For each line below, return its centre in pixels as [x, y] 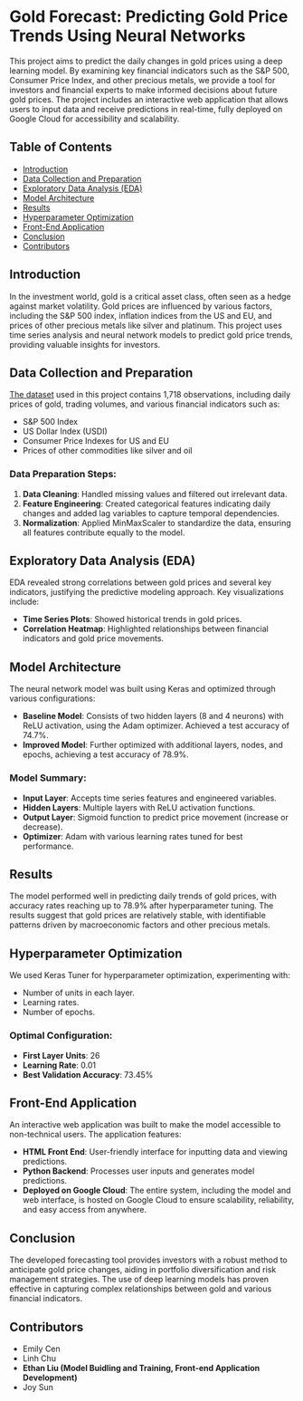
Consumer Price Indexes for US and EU [96, 441]
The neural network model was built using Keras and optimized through [142, 689]
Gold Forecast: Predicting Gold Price [149, 17]
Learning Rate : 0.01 [59, 1065]
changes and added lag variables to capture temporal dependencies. [151, 513]
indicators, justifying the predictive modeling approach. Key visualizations [147, 592]
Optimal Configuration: [61, 1036]
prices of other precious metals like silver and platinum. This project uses [146, 325]
